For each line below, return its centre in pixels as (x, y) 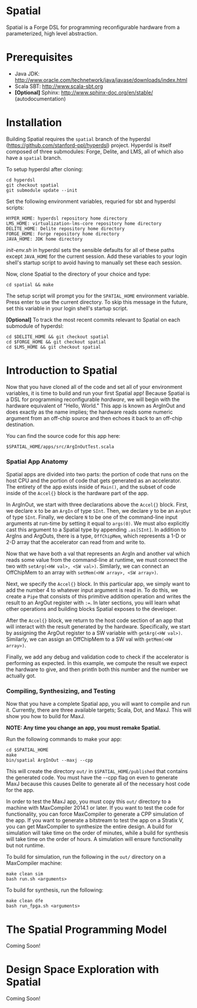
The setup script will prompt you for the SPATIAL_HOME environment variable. (98, 296)
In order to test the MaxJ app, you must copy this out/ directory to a (89, 801)
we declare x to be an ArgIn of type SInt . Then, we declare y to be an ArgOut (99, 511)
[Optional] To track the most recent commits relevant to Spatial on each (93, 319)
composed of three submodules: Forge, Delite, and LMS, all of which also (95, 151)
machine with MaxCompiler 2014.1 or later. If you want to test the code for (95, 808)
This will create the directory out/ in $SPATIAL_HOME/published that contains (97, 771)
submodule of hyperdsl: (35, 326)
